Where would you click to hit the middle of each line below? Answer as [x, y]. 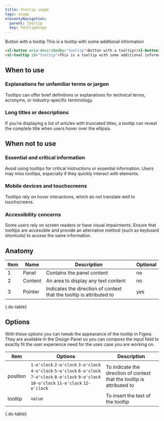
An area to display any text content [86, 281]
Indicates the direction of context [84, 288]
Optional [146, 264]
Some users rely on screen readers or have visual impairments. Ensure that [81, 225]
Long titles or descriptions [37, 113]
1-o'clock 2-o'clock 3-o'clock [66, 365]
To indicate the [123, 367]
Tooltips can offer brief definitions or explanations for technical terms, [75, 95]
